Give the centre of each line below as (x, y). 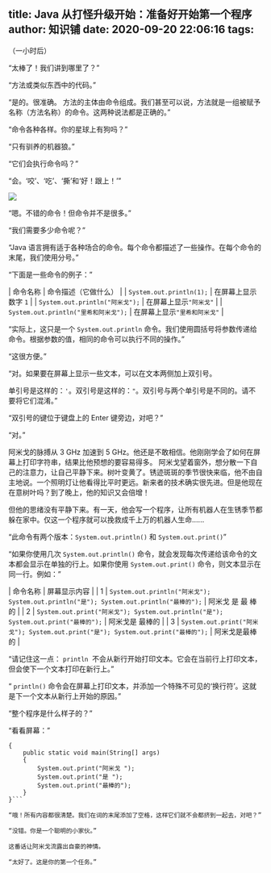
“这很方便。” (27, 356)
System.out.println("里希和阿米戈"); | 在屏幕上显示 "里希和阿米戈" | (116, 311)
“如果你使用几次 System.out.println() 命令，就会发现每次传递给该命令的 (129, 553)
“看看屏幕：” (29, 730)
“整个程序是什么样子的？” (50, 713)
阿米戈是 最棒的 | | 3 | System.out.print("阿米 (183, 621)
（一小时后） (29, 50)
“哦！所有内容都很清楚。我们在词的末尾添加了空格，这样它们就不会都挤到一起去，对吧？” (135, 815)
